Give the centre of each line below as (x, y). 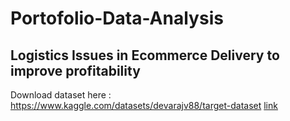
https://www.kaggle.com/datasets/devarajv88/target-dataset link (144, 105)
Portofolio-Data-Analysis (117, 18)
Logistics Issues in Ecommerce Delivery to (145, 55)
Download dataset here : (61, 95)
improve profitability (75, 70)
